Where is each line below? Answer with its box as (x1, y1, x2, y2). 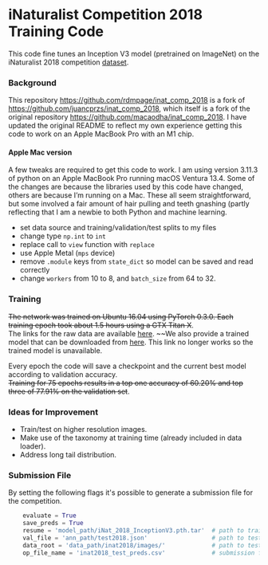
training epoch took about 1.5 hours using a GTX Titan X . (8, 320, 194, 330)
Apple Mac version (8, 147, 73, 157)
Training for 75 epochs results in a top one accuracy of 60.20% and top (8, 378, 243, 387)
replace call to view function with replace (19, 240, 156, 249)
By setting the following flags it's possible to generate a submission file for (8, 488, 254, 497)
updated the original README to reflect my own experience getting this (8, 121, 242, 131)
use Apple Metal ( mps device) (19, 249, 116, 258)
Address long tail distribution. (19, 450, 117, 460)
